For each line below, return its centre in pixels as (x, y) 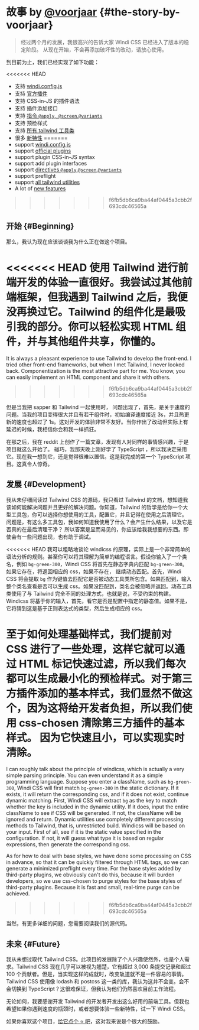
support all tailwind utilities (47, 182)
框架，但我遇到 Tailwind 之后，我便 (102, 297)
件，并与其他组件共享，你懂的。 (84, 341)
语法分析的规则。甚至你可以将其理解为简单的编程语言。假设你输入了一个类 (97, 557)
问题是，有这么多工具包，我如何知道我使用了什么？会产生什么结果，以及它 (97, 522)
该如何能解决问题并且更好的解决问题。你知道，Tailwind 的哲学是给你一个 (94, 507)
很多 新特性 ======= (41, 138)
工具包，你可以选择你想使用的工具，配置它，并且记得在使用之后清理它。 (99, 514)
